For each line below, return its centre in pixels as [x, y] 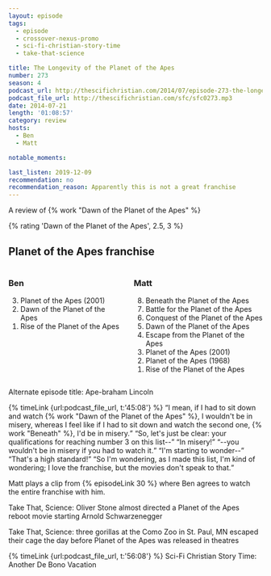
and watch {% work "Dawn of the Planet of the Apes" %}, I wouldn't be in [131, 416]
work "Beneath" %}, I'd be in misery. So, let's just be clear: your [118, 434]
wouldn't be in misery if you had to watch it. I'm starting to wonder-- [125, 451]
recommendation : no [41, 180]
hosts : [19, 128]
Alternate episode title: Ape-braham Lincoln [81, 392]
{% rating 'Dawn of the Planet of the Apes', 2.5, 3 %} [96, 226]
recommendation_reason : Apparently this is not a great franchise [122, 187]
